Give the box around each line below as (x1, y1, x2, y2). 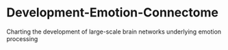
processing (6, 34, 38, 42)
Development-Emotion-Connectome (6, 5, 218, 21)
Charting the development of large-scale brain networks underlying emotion (6, 27, 222, 36)
